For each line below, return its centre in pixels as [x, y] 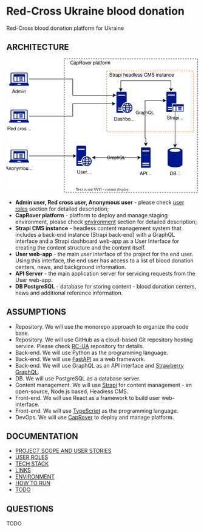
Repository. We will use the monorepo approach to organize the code [102, 326]
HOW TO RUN [32, 483]
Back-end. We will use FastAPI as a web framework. [80, 359]
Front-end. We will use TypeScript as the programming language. [97, 411]
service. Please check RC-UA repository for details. [80, 346]
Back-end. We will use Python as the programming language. [91, 352]
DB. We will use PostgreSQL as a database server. [78, 378]
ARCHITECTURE [38, 47]
